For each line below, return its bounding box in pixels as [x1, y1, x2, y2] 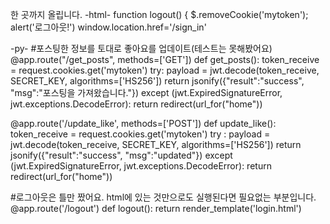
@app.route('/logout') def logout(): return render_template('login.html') [10, 203, 302, 214]
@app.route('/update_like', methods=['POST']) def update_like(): [10, 118, 277, 129]
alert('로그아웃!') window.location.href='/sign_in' [10, 21, 207, 33]
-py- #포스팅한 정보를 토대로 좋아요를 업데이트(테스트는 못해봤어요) [10, 43, 273, 54]
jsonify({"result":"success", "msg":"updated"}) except [10, 149, 233, 161]
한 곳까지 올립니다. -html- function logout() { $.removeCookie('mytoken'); [10, 9, 309, 20]
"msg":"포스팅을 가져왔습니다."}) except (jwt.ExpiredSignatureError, [10, 87, 283, 98]
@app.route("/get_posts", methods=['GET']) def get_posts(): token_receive [10, 54, 320, 65]
